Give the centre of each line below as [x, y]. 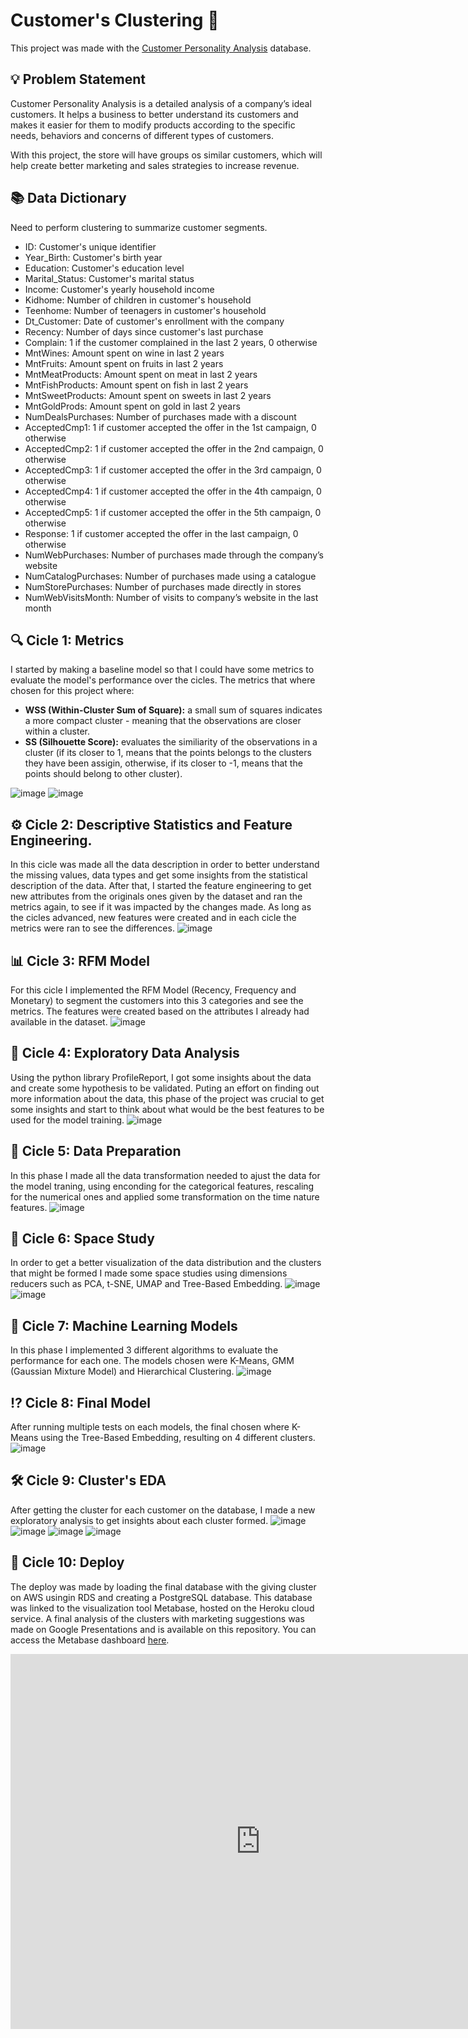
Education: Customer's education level [104, 268]
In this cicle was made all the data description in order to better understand [165, 865]
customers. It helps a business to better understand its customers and [154, 114]
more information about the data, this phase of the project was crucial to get [167, 1098]
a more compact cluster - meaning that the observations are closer [163, 721]
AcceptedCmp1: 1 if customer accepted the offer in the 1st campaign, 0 [170, 427]
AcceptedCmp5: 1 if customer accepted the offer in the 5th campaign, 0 [173, 512]
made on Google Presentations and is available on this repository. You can [163, 1629]
